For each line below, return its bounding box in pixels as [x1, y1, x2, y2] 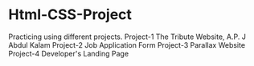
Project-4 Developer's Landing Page [8, 49, 129, 58]
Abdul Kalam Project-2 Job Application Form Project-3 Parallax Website [8, 40, 246, 49]
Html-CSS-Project [8, 6, 133, 24]
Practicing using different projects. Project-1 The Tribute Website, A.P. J [8, 32, 247, 41]
